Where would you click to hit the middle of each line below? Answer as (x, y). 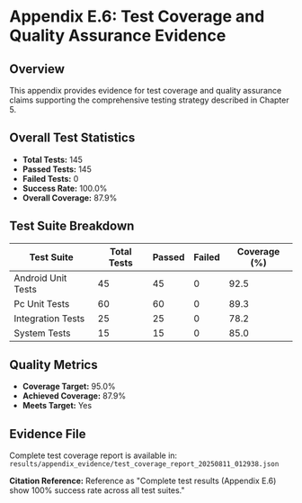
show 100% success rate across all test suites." (98, 490)
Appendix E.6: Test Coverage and (137, 17)
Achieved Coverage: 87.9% (74, 396)
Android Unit (40, 278)
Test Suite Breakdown (72, 226)
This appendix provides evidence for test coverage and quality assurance (146, 90)
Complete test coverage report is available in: (93, 455)
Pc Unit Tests (42, 303)
